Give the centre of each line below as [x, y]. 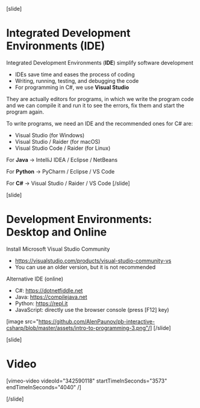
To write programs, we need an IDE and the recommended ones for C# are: [100, 123]
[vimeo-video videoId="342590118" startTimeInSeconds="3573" [87, 381]
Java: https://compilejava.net [51, 297]
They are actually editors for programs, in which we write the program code [100, 99]
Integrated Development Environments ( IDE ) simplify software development [100, 62]
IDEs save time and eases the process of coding [75, 74]
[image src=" [23, 321]
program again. [25, 112]
